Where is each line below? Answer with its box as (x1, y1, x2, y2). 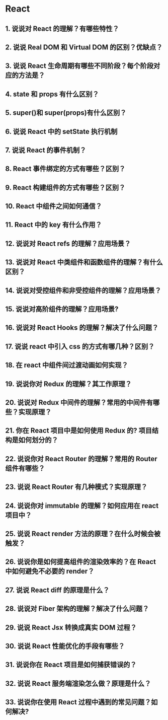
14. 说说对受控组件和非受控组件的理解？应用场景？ (5, 286, 161, 295)
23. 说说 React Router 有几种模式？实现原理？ (5, 483, 148, 491)
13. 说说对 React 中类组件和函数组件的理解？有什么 (5, 258, 163, 267)
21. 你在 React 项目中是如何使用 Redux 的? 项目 (5, 426, 152, 435)
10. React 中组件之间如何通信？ (5, 202, 102, 210)
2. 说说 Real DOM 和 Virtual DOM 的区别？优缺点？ (5, 43, 163, 51)
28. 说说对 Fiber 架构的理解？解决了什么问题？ (5, 605, 149, 613)
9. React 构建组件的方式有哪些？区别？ (5, 183, 126, 192)
